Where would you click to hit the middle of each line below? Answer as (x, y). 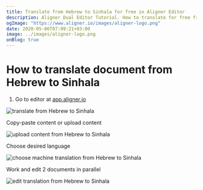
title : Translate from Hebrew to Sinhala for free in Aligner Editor (96, 12)
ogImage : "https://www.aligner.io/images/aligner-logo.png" (84, 23)
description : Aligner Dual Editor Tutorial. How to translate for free (98, 17)
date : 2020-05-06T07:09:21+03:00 (48, 29)
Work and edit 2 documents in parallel (53, 169)
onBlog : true (23, 40)
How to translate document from (89, 70)
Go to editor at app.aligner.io (50, 99)
